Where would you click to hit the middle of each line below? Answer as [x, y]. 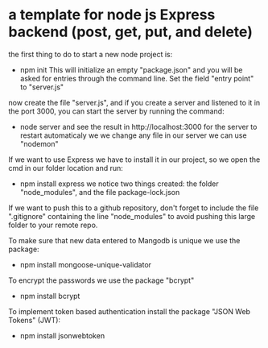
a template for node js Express [112, 15]
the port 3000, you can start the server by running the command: [116, 111]
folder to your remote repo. [53, 225]
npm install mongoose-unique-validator [85, 264]
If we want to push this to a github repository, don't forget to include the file [134, 208]
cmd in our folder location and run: [66, 168]
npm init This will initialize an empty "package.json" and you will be [131, 69]
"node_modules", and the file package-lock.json [100, 192]
